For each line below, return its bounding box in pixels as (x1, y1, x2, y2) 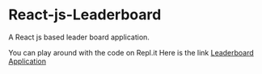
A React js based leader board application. (8, 32, 150, 42)
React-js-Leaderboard (8, 6, 162, 24)
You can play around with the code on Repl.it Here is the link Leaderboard (8, 47, 255, 57)
